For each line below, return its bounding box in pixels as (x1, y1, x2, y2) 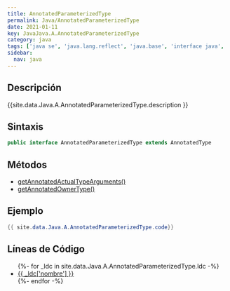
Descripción (7, 82, 62, 94)
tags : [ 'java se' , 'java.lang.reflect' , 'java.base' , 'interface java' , (7, 43, 224, 50)
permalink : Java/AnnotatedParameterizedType (7, 17, 140, 24)
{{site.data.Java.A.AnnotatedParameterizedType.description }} (7, 100, 189, 109)
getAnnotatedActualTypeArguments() (17, 177, 126, 186)
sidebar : (7, 50, 33, 57)
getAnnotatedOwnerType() (17, 185, 95, 194)
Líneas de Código (7, 243, 86, 255)
